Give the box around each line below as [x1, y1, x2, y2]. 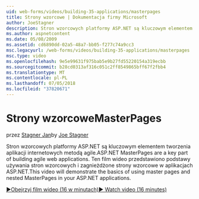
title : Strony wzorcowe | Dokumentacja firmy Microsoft [6, 14, 147, 20]
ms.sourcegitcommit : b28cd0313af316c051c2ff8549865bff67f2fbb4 [6, 64, 166, 70]
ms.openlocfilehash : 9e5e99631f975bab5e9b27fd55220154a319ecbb [6, 58, 166, 64]
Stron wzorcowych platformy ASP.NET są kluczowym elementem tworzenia [6, 143, 191, 150]
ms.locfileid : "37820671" [6, 86, 70, 92]
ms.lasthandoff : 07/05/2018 [6, 81, 76, 87]
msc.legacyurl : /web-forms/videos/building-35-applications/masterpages [6, 48, 190, 53]
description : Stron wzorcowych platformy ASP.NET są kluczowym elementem [6, 25, 193, 31]
